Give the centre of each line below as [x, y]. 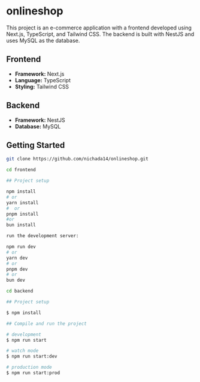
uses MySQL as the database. [43, 40]
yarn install [22, 202]
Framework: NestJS [40, 120]
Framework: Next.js [40, 74]
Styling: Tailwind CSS [42, 86]
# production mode [29, 368]
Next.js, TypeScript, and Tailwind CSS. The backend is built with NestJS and [100, 34]
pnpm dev [17, 269]
